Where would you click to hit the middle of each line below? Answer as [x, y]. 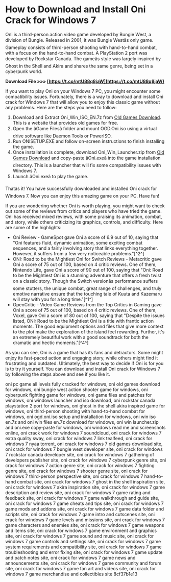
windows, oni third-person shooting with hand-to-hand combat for [75, 411]
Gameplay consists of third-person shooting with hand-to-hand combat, [81, 47]
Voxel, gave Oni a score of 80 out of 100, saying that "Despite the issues [89, 316]
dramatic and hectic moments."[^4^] [51, 343]
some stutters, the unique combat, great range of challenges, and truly [87, 288]
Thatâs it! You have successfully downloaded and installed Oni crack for [81, 188]
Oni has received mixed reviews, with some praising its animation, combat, [84, 216]
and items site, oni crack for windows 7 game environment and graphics [81, 530]
